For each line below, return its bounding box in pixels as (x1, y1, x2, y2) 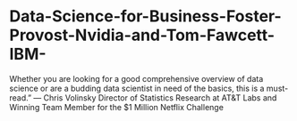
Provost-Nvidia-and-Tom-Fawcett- (9, 25, 276, 45)
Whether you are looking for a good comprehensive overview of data (9, 73, 264, 84)
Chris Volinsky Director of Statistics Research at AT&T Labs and (43, 92, 277, 103)
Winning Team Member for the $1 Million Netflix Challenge (9, 101, 224, 112)
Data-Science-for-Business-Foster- (9, 6, 282, 27)
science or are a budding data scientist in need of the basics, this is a (9, 83, 265, 93)
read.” (9, 92, 32, 103)
